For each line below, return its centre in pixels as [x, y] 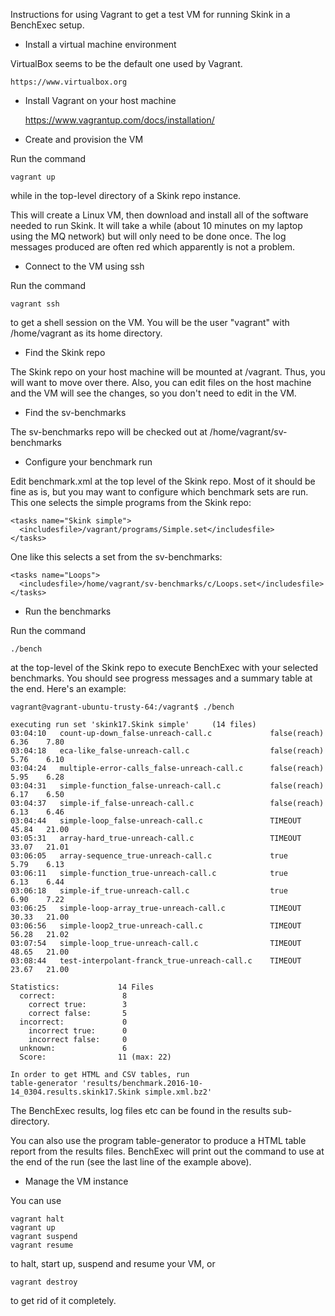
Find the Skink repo [65, 352]
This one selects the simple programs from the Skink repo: [131, 502]
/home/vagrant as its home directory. [86, 333]
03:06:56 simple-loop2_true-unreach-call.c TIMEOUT [156, 926]
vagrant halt [37, 1219]
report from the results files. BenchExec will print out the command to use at [167, 1151]
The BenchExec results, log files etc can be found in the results [140, 1110]
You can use [36, 1200]
